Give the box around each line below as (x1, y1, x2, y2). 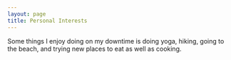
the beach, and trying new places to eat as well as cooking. (7, 44, 182, 53)
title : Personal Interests (7, 17, 88, 24)
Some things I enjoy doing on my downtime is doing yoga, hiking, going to (7, 36, 225, 45)
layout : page (7, 10, 46, 18)
